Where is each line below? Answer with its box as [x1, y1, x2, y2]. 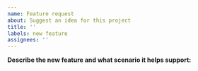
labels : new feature [7, 30, 69, 37]
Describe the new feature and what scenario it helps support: [7, 56, 192, 64]
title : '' [7, 23, 37, 30]
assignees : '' [7, 37, 49, 44]
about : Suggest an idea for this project [7, 17, 132, 24]
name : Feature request [7, 10, 74, 18]
